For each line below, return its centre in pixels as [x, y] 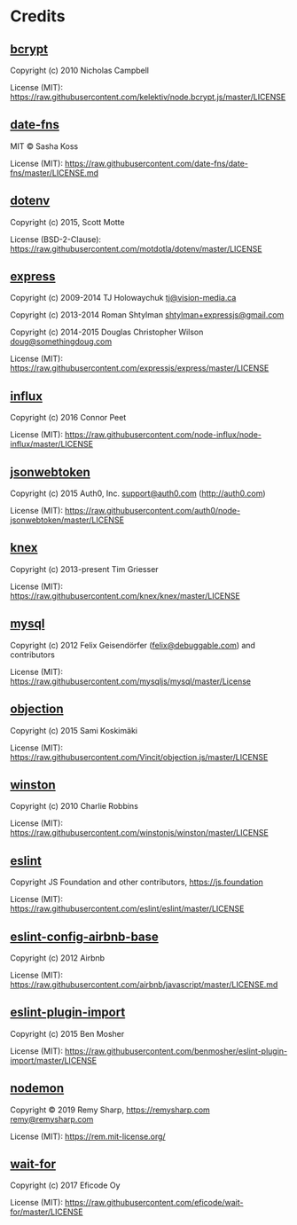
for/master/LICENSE [47, 1212]
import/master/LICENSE [53, 1060]
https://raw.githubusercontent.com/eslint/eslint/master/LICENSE [127, 909]
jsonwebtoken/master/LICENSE [67, 520]
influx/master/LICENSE [52, 444]
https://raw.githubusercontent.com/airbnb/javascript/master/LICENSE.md [144, 984]
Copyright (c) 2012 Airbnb [58, 958]
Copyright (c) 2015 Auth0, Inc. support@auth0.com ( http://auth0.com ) [138, 493]
